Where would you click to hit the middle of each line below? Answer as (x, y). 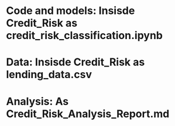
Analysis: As (37, 101)
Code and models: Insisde (71, 11)
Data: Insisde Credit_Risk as (76, 62)
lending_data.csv (49, 75)
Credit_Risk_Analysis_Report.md (88, 113)
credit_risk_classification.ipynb (84, 36)
